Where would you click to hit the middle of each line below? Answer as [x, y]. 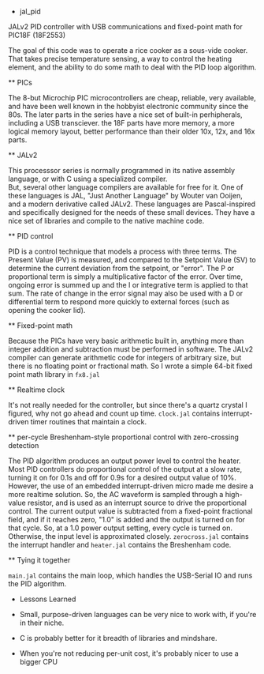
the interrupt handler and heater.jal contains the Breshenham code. [120, 545]
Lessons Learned [48, 599]
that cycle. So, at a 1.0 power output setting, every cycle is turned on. [121, 528]
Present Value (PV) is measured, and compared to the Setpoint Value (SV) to [132, 260]
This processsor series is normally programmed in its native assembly [121, 170]
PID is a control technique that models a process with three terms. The [123, 251]
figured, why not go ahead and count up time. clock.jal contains [114, 413]
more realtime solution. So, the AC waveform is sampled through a [116, 494]
